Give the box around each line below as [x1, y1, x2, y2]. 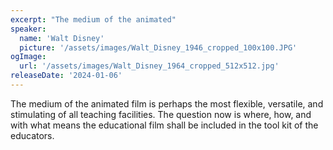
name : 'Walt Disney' [19, 33, 105, 43]
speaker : [10, 24, 47, 34]
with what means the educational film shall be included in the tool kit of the [10, 119, 319, 131]
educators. [10, 129, 55, 141]
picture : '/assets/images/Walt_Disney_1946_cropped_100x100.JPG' [19, 42, 298, 53]
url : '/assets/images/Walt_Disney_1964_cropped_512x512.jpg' [19, 61, 280, 71]
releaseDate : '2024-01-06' [10, 71, 123, 81]
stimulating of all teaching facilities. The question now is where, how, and [10, 108, 312, 120]
